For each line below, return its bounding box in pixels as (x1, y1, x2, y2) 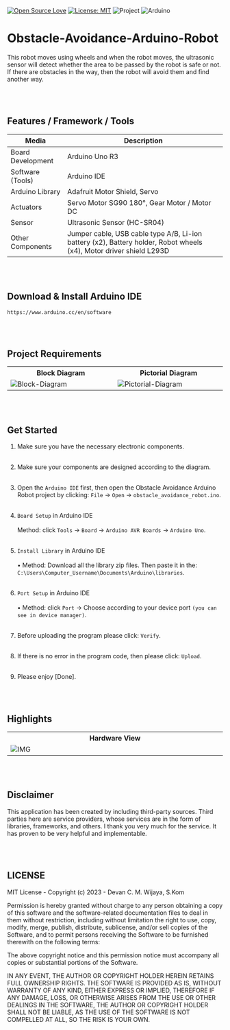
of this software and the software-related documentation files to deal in (7, 909, 209, 917)
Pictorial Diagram (140, 368, 198, 378)
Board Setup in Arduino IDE (16, 512, 93, 520)
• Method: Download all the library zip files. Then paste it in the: (16, 561, 197, 569)
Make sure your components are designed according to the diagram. (16, 463, 211, 471)
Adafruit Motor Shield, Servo (67, 187, 159, 196)
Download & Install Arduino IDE (7, 291, 142, 302)
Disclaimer (7, 789, 54, 801)
